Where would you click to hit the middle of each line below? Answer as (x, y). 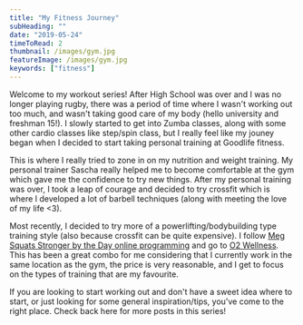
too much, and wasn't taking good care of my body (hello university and (144, 113)
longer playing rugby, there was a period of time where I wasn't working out (151, 103)
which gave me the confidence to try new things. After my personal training (151, 179)
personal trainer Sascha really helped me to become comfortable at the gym (152, 170)
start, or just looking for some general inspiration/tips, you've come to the (147, 301)
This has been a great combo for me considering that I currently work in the (151, 254)
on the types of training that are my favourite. (94, 274)
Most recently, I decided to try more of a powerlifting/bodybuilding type (143, 226)
